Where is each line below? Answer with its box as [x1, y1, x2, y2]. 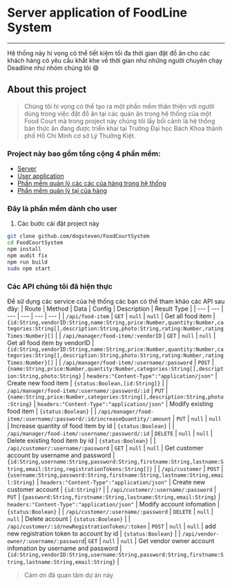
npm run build [7, 258, 48, 266]
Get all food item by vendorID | [7, 338, 95, 347]
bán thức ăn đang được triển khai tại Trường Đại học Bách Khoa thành [23, 124, 223, 132]
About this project [7, 84, 87, 95]
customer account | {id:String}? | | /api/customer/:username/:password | [7, 485, 216, 493]
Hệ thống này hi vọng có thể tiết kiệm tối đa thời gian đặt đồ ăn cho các [7, 48, 211, 57]
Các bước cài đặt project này [17, 219, 100, 228]
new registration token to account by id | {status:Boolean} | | [7, 529, 181, 538]
